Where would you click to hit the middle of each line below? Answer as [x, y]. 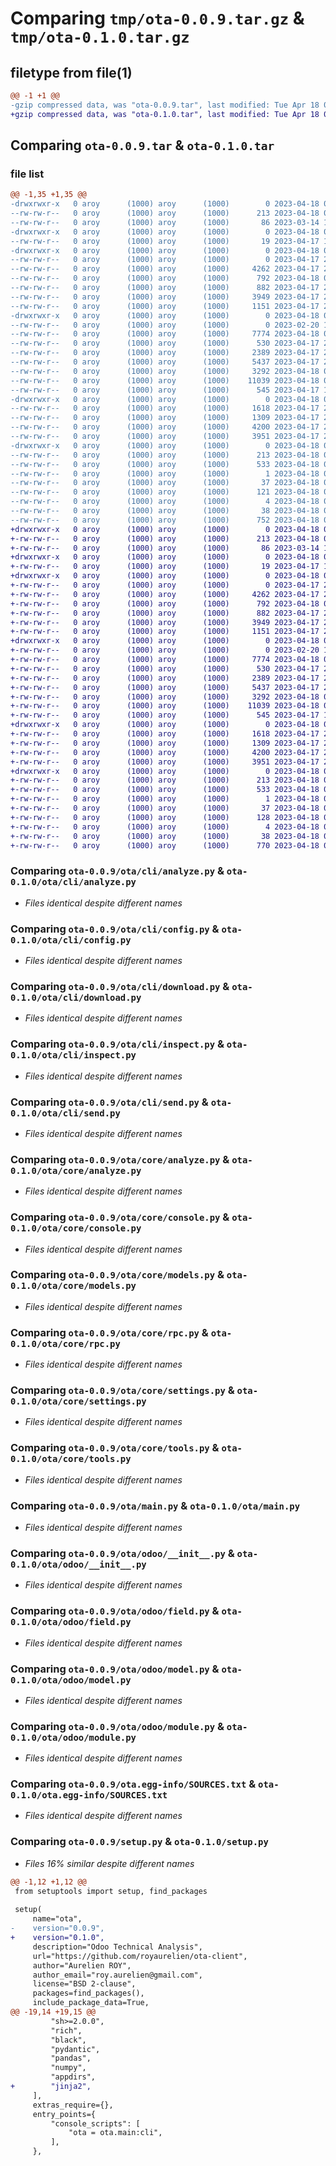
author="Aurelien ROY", [82, 1965]
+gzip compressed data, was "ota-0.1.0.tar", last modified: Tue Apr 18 [165, 114]
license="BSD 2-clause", [84, 1984]
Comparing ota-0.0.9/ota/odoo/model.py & [115, 1669]
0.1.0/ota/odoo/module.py [73, 1737]
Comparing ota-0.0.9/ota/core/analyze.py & [120, 1159]
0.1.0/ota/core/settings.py [78, 1401]
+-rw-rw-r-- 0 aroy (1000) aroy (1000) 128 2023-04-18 [165, 817]
